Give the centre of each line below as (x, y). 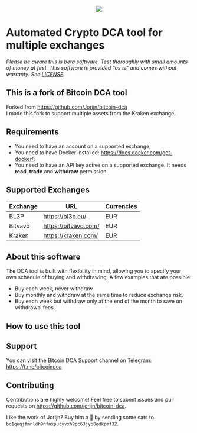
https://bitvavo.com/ (71, 226)
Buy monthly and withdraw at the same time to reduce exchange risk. (99, 295)
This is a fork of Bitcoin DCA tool (67, 93)
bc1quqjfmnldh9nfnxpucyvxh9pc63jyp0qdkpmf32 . (63, 424)
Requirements (32, 132)
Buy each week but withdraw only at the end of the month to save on (98, 301)
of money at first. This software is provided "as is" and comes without (91, 67)
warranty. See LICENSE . (35, 74)
